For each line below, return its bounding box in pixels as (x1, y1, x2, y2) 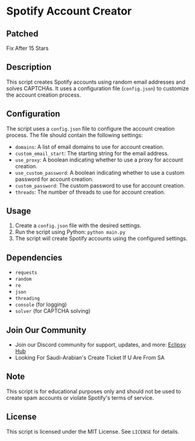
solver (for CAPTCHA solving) (15, 307, 91, 315)
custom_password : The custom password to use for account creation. (15, 182, 185, 189)
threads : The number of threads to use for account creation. (15, 188, 165, 196)
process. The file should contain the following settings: (6, 131, 144, 138)
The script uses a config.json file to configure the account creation (6, 125, 175, 132)
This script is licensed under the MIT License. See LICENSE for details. (6, 428, 180, 435)
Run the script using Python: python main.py (15, 228, 126, 236)
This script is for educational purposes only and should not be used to (6, 388, 182, 395)
